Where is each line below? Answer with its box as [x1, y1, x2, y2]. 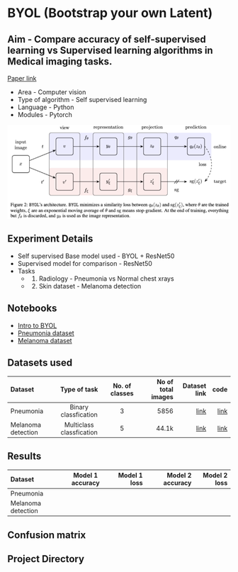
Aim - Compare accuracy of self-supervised [7, 33, 207, 45]
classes [110, 388, 134, 398]
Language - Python [17, 103, 74, 111]
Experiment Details [7, 232, 93, 245]
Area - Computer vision [17, 88, 86, 96]
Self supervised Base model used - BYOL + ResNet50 [17, 252, 175, 260]
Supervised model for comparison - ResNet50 [17, 259, 152, 267]
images [151, 393, 174, 401]
